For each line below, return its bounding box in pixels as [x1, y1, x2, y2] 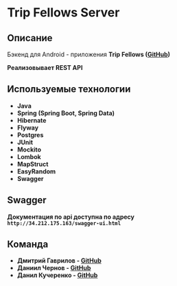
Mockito [16, 145, 42, 154]
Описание [7, 32, 53, 44]
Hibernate [16, 116, 47, 124]
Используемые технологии [7, 84, 131, 95]
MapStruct [16, 160, 49, 168]
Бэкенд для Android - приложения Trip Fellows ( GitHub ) [7, 50, 170, 58]
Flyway [16, 123, 39, 132]
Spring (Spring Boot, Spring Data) [16, 108, 115, 117]
